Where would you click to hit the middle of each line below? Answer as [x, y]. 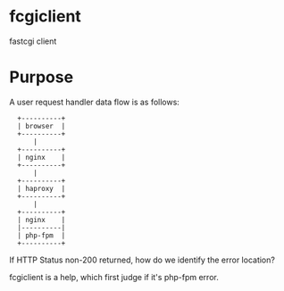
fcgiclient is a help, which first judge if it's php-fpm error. [114, 277]
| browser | [42, 126]
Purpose [42, 77]
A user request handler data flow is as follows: [95, 102]
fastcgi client [33, 41]
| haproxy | [42, 188]
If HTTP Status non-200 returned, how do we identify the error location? [142, 260]
